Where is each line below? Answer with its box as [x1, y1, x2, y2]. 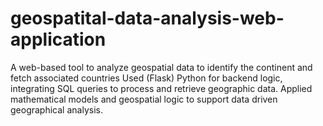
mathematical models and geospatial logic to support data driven [10, 93, 278, 105]
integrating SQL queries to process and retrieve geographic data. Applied [10, 82, 313, 94]
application [10, 28, 107, 51]
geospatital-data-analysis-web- [10, 7, 285, 30]
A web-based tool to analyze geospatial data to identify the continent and [10, 61, 313, 73]
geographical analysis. [10, 103, 103, 116]
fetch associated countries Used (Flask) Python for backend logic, [10, 72, 283, 84]
